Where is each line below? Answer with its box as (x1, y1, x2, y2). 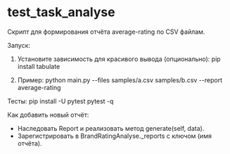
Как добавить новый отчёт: (7, 110, 89, 119)
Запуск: (7, 41, 30, 49)
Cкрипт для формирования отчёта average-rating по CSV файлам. (7, 27, 205, 36)
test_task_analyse (7, 4, 115, 20)
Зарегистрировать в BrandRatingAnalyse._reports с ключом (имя (17, 131, 212, 140)
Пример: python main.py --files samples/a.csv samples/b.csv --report (17, 75, 223, 84)
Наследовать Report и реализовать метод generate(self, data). (17, 124, 205, 132)
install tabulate (17, 62, 60, 70)
